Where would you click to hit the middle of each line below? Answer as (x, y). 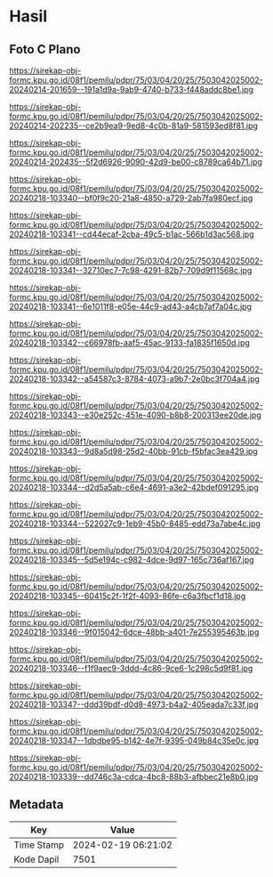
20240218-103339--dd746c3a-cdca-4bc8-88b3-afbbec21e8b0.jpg (134, 777)
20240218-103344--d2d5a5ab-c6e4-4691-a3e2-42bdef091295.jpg (134, 487)
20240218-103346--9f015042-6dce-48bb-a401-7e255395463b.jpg (134, 632)
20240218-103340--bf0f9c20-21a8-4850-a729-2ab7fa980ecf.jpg (131, 198)
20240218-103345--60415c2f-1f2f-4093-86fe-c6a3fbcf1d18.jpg (128, 596)
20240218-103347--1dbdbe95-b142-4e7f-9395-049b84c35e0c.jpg (134, 740)
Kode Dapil (36, 859)
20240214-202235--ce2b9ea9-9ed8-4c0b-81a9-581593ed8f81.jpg (133, 126)
